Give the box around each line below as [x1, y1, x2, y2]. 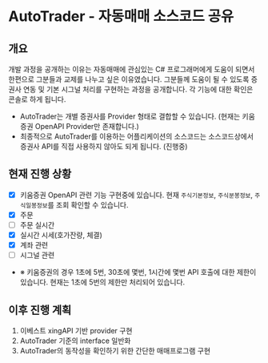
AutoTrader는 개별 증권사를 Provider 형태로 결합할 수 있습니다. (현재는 [19, 111, 241, 121]
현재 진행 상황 [8, 167, 72, 181]
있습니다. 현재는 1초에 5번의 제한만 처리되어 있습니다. [19, 277, 186, 287]
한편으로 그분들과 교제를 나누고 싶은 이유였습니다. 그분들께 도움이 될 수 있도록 [8, 75, 250, 84]
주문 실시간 [19, 220, 55, 229]
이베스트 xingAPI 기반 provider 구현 [19, 326, 133, 335]
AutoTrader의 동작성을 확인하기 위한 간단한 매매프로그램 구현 [19, 346, 210, 355]
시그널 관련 [19, 250, 55, 260]
